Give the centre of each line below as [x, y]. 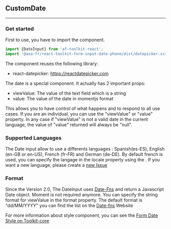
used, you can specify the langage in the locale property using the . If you [83, 160]
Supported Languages [34, 138]
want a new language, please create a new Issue [56, 165]
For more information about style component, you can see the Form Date [82, 215]
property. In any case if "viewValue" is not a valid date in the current [77, 119]
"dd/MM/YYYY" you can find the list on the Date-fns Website [69, 206]
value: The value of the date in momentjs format [63, 98]
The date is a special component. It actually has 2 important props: [75, 83]
